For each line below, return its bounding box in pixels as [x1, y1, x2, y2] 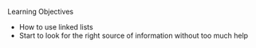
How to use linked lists [18, 22, 93, 31]
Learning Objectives [7, 7, 73, 16]
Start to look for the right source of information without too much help [18, 31, 249, 40]
